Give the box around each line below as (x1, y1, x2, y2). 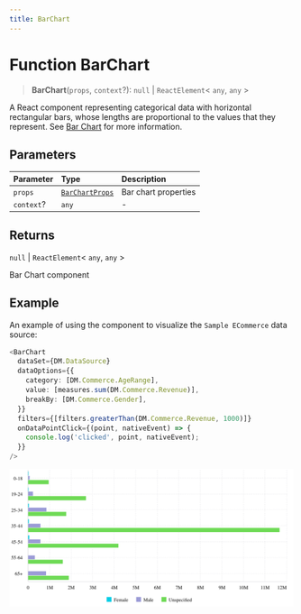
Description (121, 173, 167, 184)
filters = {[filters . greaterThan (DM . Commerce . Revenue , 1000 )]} (17, 414, 252, 423)
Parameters (9, 147, 77, 162)
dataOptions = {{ (17, 366, 75, 376)
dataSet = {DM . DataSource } (17, 357, 111, 366)
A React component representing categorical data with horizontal (9, 102, 252, 113)
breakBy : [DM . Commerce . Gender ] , (25, 395, 147, 404)
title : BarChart (9, 14, 70, 23)
